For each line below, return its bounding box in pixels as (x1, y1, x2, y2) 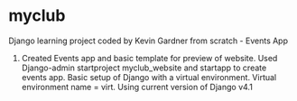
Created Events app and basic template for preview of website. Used (21, 52, 278, 63)
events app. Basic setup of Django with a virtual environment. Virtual (21, 71, 277, 82)
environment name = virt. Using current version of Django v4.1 (21, 81, 254, 92)
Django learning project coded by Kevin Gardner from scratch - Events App (8, 35, 289, 46)
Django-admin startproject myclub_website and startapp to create (21, 62, 267, 73)
